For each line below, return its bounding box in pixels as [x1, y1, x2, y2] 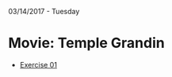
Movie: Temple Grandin [8, 35, 165, 52]
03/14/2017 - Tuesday [8, 7, 80, 16]
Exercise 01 [19, 60, 58, 69]
